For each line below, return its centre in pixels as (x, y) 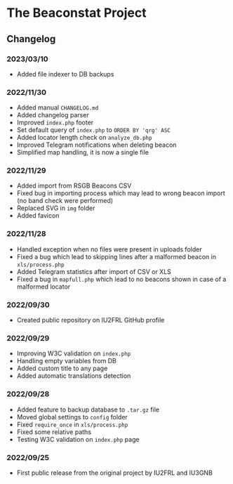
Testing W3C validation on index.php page (78, 439)
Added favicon (38, 216)
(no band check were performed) (65, 201)
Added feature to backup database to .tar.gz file (88, 410)
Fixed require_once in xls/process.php (72, 424)
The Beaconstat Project (76, 13)
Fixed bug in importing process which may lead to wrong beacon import (121, 193)
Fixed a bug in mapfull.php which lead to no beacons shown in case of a (121, 279)
